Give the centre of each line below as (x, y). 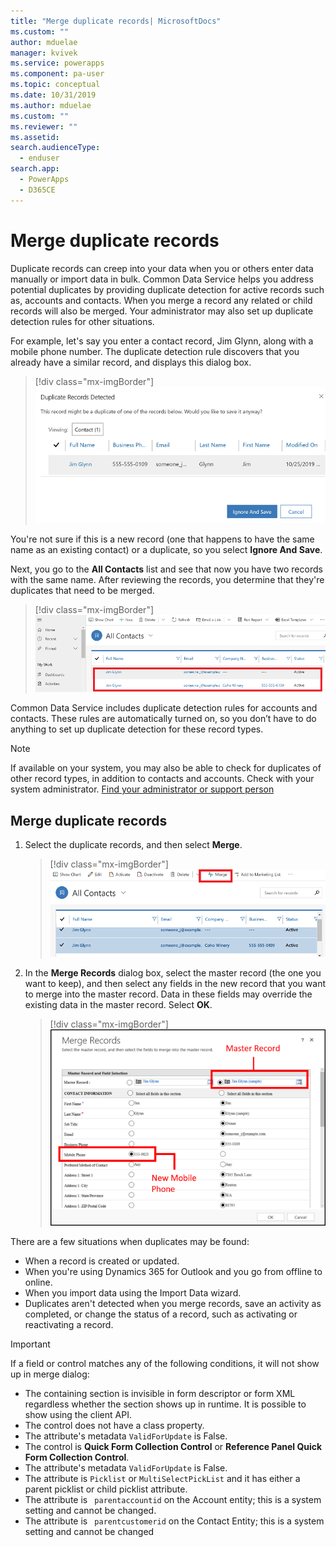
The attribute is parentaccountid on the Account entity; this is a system (173, 1499)
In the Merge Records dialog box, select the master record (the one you (173, 972)
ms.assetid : (35, 137)
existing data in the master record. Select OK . (118, 1004)
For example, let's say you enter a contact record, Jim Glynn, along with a (162, 341)
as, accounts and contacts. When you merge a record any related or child (161, 300)
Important (30, 1344)
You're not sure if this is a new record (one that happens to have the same (162, 539)
